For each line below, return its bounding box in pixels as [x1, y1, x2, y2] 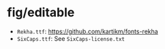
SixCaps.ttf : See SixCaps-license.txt [16, 34, 125, 42]
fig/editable [7, 5, 75, 20]
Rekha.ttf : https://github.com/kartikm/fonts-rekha [16, 27, 158, 35]
